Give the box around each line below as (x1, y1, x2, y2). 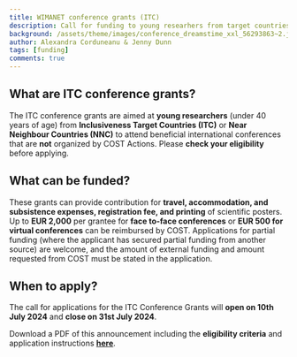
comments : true (9, 54, 65, 63)
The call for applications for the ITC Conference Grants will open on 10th (9, 302, 274, 313)
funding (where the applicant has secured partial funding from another (9, 234, 267, 245)
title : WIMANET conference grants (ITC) (9, 12, 161, 22)
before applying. (9, 148, 69, 158)
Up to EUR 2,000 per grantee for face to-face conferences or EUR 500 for (9, 216, 284, 226)
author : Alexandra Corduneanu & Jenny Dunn (9, 37, 172, 47)
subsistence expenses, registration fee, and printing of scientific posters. (9, 206, 283, 216)
